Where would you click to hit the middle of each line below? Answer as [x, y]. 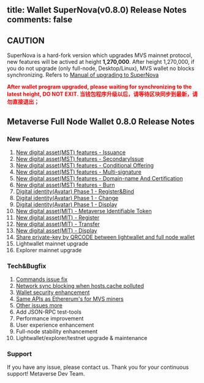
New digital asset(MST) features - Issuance [71, 152]
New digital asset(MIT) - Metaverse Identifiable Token [84, 211]
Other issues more [39, 306]
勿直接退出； [23, 102]
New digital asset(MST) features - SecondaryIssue [80, 158]
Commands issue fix [42, 279]
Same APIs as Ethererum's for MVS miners [70, 299]
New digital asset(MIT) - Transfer [58, 224]
